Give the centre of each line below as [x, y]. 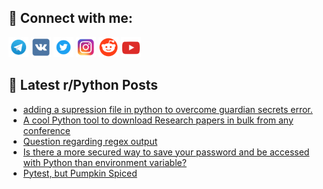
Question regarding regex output [90, 141]
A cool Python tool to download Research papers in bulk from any [158, 120]
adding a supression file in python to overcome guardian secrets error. [167, 109]
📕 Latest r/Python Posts [83, 85]
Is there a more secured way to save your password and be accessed [166, 152]
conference [46, 130]
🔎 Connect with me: [70, 18]
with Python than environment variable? [104, 162]
